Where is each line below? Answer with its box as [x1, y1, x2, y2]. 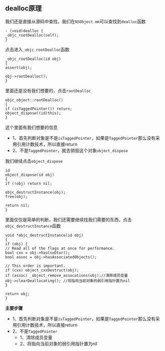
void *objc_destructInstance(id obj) [5, 233, 84, 238]
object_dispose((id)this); [5, 111, 61, 116]
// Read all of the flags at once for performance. [5, 246, 115, 251]
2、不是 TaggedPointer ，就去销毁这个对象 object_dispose [12, 147, 128, 153]
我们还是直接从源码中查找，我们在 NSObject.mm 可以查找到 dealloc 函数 [5, 18, 146, 24]
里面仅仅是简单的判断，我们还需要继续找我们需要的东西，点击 [5, 216, 132, 222]
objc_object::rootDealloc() [5, 97, 64, 103]
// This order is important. [5, 263, 66, 268]
